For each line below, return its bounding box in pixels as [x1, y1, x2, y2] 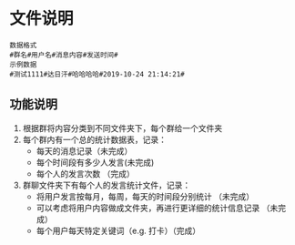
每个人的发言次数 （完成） [36, 168, 135, 179]
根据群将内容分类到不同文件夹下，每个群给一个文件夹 [22, 122, 223, 133]
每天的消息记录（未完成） [36, 145, 133, 156]
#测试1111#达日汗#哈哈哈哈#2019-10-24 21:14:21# [9, 69, 185, 78]
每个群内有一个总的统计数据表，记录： [22, 134, 167, 145]
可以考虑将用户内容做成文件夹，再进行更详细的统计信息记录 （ [36, 202, 270, 213]
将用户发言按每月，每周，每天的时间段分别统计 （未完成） [36, 190, 255, 201]
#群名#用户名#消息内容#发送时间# [9, 50, 118, 59]
